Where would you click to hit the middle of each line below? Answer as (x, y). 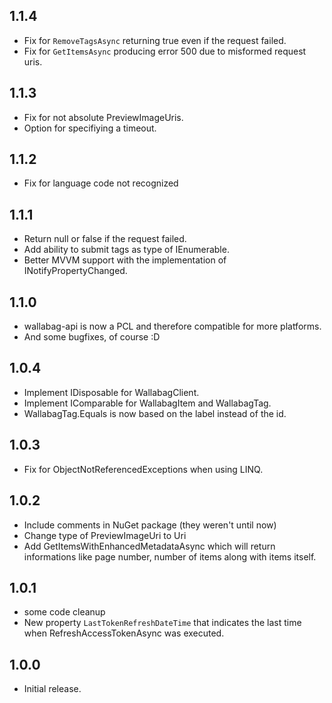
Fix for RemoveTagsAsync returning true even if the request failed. (155, 40)
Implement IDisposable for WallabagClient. (111, 392)
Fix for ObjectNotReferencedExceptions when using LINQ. (143, 469)
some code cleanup (64, 612)
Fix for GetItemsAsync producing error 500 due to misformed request (165, 51)
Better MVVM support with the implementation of (125, 260)
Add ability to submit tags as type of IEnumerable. (126, 250)
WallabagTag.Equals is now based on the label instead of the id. (155, 413)
